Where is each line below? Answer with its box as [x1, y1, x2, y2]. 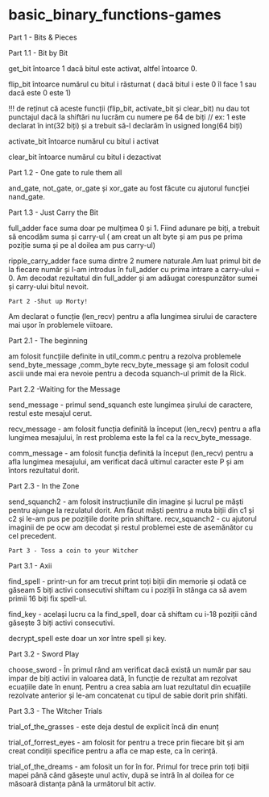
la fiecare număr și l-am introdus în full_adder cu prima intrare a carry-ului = [8, 264, 260, 274]
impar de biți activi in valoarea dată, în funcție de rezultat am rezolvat [8, 673, 238, 683]
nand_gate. [8, 191, 46, 201]
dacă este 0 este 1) [8, 87, 72, 98]
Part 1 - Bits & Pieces [8, 32, 78, 42]
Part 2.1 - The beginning [8, 335, 89, 345]
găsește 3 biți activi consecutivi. [8, 618, 115, 627]
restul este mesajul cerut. [8, 408, 93, 417]
